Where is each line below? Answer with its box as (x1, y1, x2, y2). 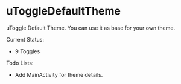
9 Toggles (14, 47, 40, 55)
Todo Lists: (6, 59, 34, 66)
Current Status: (6, 36, 44, 43)
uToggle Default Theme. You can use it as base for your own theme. (6, 24, 176, 31)
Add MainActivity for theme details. (14, 71, 103, 78)
